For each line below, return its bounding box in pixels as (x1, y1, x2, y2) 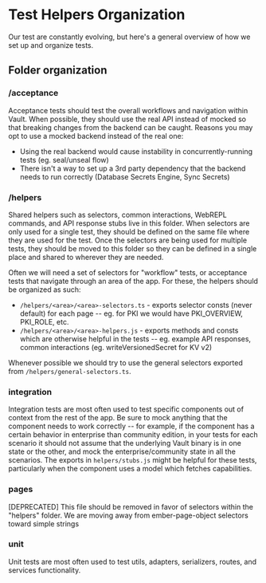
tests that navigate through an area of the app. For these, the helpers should (8, 276, 259, 286)
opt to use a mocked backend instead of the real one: (8, 131, 184, 140)
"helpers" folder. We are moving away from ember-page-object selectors (8, 510, 248, 520)
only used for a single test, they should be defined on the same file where (8, 227, 250, 236)
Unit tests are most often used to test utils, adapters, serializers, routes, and (8, 557, 257, 566)
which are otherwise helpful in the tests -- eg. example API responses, (19, 333, 252, 344)
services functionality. (8, 565, 81, 575)
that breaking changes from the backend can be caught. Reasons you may (8, 122, 253, 132)
